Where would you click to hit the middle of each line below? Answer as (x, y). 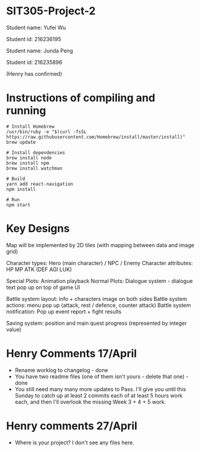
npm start (19, 205)
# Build (16, 179)
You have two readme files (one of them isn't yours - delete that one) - (102, 376)
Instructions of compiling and (81, 98)
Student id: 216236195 (34, 39)
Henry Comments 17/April (72, 353)
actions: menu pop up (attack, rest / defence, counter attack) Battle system (99, 305)
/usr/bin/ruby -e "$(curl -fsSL (46, 132)
